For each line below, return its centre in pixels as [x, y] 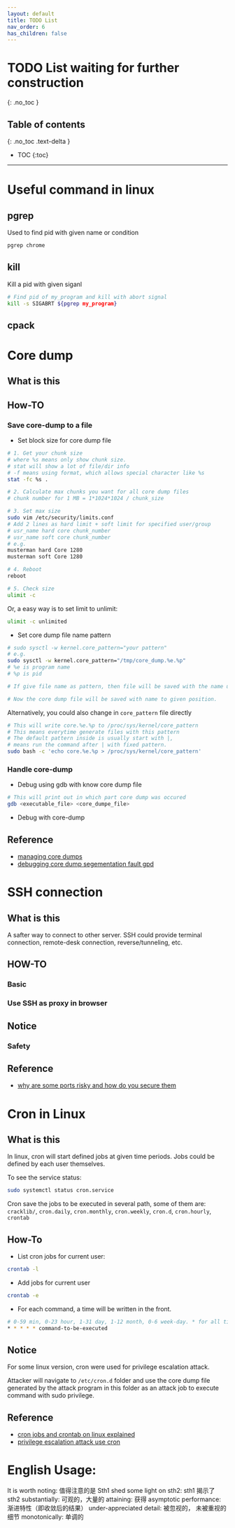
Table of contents [46, 125]
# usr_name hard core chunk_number [59, 530]
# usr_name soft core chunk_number [59, 537]
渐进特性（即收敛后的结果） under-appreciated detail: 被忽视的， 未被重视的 [117, 1508]
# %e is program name [39, 667]
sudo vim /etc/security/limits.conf [60, 518]
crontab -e [23, 1295]
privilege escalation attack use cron [69, 1442]
